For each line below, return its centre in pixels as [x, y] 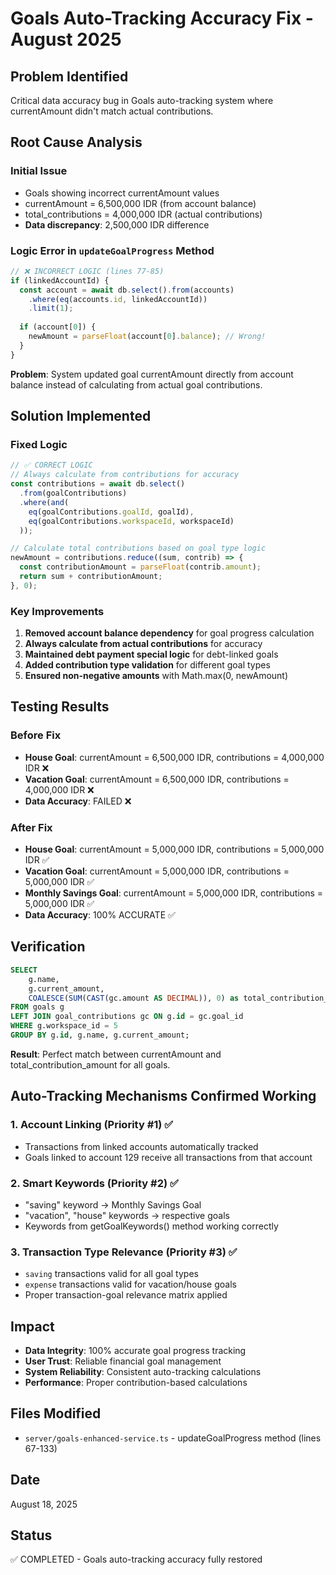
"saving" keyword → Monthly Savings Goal [113, 1204]
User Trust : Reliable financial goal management [123, 1361]
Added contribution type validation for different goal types [147, 665]
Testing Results [60, 707]
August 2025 [66, 39]
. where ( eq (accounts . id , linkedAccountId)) [118, 299]
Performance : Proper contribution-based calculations [136, 1382]
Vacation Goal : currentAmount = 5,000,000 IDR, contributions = [157, 871]
